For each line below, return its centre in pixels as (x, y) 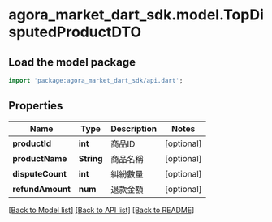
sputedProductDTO (75, 32)
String (91, 158)
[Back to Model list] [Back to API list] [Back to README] (101, 210)
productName (40, 158)
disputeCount (40, 173)
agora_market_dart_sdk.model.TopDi (136, 15)
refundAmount (42, 189)
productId (32, 143)
